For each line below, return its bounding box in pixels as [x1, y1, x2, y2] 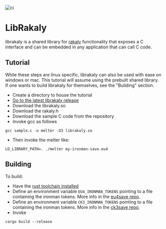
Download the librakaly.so [12, 102, 66, 108]
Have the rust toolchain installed [12, 183, 79, 189]
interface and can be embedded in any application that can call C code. [5, 44, 152, 50]
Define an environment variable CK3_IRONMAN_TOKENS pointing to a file [12, 199, 153, 205]
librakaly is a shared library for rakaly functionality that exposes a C [5, 38, 144, 44]
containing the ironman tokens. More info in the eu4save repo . [12, 194, 141, 200]
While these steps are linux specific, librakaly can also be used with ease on [5, 71, 162, 77]
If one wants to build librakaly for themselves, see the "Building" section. [5, 82, 155, 88]
